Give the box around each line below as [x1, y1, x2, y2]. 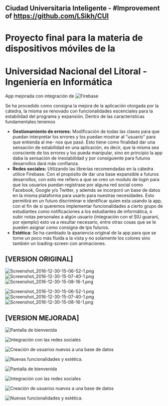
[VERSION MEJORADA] [5, 314, 79, 322]
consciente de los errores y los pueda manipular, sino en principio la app [12, 150, 163, 156]
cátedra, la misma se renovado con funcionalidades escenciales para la [5, 108, 153, 114]
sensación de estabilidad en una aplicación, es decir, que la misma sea [12, 144, 159, 150]
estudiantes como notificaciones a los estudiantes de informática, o [12, 208, 152, 214]
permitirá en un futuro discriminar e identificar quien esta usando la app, [12, 198, 162, 204]
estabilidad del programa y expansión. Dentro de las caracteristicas [5, 113, 145, 119]
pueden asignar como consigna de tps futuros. [12, 224, 109, 230]
